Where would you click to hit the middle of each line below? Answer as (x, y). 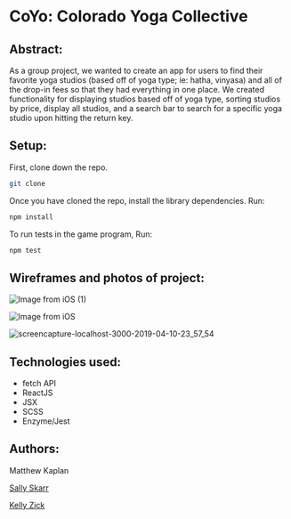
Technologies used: (65, 362)
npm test (25, 250)
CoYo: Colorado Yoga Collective (129, 16)
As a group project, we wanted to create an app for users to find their (136, 70)
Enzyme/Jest (46, 421)
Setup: (28, 146)
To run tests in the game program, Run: (81, 234)
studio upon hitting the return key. (71, 118)
